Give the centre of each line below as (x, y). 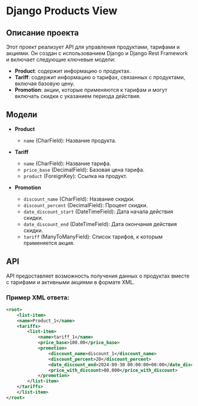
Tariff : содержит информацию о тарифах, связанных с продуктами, (100, 77)
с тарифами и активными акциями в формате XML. (70, 282)
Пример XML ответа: (38, 297)
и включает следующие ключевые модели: (61, 59)
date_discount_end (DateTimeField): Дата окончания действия (100, 224)
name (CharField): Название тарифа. (67, 163)
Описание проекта (42, 33)
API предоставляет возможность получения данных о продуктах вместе (98, 276)
